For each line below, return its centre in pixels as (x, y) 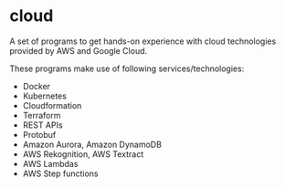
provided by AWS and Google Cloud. (79, 50)
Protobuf (39, 134)
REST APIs (42, 125)
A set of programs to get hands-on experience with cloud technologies (143, 41)
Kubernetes (44, 96)
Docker (37, 86)
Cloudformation (52, 105)
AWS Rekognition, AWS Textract (83, 154)
